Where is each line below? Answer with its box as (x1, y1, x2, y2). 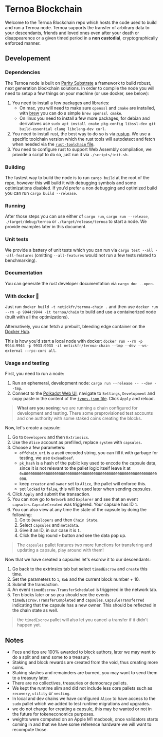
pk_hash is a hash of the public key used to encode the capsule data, (19, 460, 157, 466)
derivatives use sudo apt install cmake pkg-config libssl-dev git (19, 120, 156, 126)
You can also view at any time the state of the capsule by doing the (12, 507, 147, 513)
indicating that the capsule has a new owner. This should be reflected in (12, 602, 157, 608)
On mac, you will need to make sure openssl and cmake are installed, (19, 105, 156, 111)
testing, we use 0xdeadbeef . (19, 455, 74, 461)
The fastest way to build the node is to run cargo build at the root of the (5, 174, 150, 181)
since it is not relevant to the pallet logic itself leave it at (19, 465, 131, 471)
